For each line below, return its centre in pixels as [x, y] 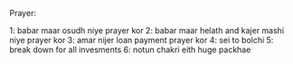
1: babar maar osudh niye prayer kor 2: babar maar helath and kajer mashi [147, 30]
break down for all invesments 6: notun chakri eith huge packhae [130, 50]
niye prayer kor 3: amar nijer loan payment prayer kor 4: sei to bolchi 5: [142, 40]
